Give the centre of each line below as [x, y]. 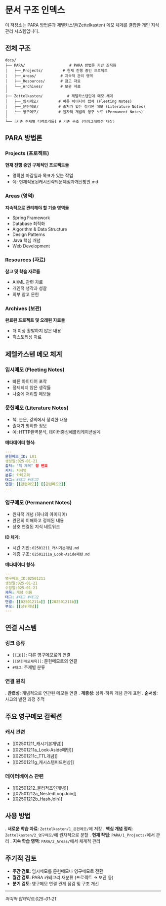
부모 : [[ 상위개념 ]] [22, 606]
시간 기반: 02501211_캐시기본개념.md [45, 548]
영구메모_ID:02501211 [25, 579]
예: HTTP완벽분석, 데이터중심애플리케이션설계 [56, 432]
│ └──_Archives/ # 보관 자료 [43, 86]
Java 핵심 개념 [26, 240]
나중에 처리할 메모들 [31, 394]
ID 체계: [13, 537]
